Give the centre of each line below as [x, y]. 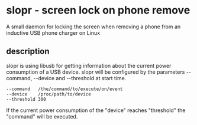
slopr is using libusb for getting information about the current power [89, 65]
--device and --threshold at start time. [80, 78]
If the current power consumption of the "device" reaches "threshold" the [96, 110]
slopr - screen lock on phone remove [98, 10]
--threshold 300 [26, 99]
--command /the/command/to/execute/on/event [64, 89]
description [28, 52]
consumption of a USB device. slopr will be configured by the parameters [96, 72]
